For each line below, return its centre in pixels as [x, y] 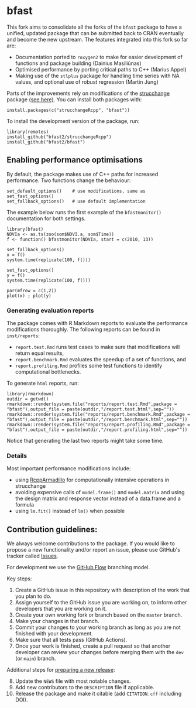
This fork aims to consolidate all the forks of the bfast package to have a [94, 27]
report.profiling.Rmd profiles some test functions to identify [89, 366]
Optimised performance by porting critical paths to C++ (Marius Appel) [101, 69]
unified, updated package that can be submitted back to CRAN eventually [95, 33]
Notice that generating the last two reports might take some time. [85, 441]
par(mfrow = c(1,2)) [32, 290]
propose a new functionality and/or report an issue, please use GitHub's [94, 550]
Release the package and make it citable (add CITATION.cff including [98, 694]
